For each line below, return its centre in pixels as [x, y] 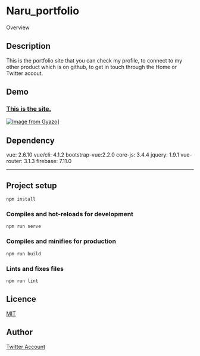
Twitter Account [26, 346]
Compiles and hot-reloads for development [70, 214]
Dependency [30, 140]
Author [19, 332]
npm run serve [24, 227]
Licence [21, 299]
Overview [18, 27]
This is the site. [29, 109]
